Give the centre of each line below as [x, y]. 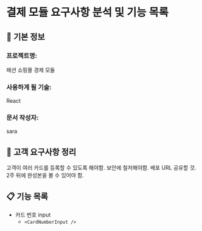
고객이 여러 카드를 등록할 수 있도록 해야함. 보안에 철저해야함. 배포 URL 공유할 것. [101, 168]
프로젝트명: [22, 55]
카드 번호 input [33, 215]
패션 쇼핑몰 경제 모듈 [31, 70]
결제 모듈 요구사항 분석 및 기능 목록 [88, 12]
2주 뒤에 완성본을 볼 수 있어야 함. [45, 175]
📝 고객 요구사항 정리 [41, 152]
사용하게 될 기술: [29, 87]
